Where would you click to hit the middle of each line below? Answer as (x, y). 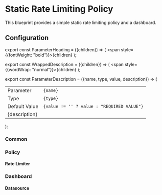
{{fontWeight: (19, 55)
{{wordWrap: (18, 69)
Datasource (17, 188)
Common (16, 139)
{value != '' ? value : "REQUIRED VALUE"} (93, 106)
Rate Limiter (18, 164)
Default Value (23, 106)
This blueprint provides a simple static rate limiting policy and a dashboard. (81, 22)
